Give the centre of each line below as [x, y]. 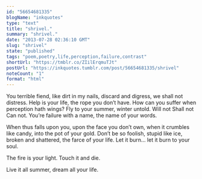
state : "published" [31, 51]
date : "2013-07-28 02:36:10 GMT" [48, 40]
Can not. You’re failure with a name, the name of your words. [82, 116]
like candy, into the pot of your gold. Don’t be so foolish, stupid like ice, [94, 134]
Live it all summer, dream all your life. [52, 170]
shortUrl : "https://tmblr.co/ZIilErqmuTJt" [62, 62]
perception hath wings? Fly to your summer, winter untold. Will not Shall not [100, 109]
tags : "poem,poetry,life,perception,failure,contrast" [77, 57]
